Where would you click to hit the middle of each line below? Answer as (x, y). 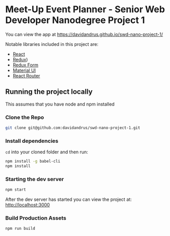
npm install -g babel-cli (33, 162)
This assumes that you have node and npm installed (60, 104)
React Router (26, 75)
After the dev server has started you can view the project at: (68, 199)
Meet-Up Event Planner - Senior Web (85, 9)
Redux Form (26, 65)
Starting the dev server (35, 179)
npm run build (20, 229)
